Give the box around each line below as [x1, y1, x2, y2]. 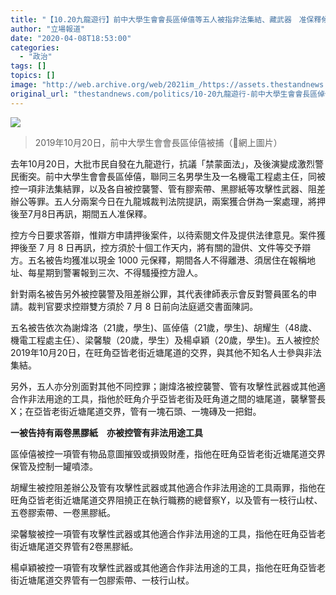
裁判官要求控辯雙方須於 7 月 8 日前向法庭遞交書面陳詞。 [27, 300, 259, 312]
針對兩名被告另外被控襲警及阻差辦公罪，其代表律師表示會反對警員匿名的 [10, 287, 308, 300]
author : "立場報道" [10, 24, 86, 34]
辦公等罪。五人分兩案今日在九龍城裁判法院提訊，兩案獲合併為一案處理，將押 [10, 195, 326, 207]
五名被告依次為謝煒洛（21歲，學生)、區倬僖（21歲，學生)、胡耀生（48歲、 [10, 321, 318, 333]
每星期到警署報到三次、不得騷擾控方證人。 [27, 266, 203, 278]
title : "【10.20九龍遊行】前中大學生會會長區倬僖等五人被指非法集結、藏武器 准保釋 [10, 14, 322, 25]
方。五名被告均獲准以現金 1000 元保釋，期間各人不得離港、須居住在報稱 [10, 254, 308, 266]
